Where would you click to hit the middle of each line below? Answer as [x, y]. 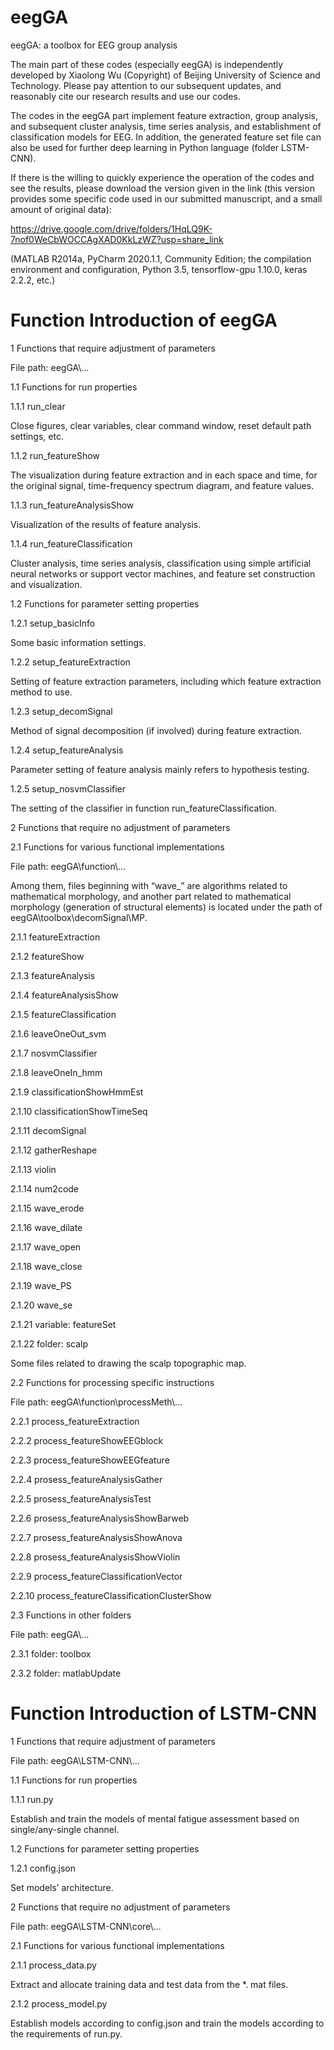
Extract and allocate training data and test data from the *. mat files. [149, 1984]
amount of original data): [61, 209]
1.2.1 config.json [43, 1868]
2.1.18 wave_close [46, 1266]
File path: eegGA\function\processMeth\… [96, 1402]
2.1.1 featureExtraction [55, 937]
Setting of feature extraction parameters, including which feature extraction [166, 681]
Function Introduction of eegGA [144, 320]
